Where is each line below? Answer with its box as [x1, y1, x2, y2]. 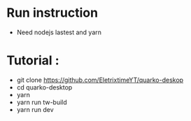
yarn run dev [16, 105, 54, 113]
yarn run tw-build [16, 98, 67, 106]
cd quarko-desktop [16, 83, 73, 92]
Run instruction [6, 5, 99, 21]
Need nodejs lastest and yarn [16, 28, 102, 36]
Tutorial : [6, 52, 60, 69]
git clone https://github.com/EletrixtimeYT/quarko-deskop [16, 76, 183, 84]
